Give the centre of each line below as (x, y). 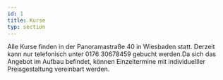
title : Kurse (26, 20)
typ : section (26, 27)
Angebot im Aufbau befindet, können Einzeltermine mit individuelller (107, 62)
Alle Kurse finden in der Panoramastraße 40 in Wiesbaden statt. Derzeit (111, 47)
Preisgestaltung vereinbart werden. (59, 69)
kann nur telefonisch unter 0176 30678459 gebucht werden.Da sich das (112, 54)
